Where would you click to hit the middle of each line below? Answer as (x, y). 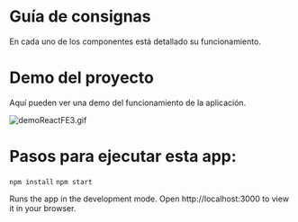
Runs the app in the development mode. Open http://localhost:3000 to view (149, 199)
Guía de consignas (80, 17)
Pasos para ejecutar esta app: (123, 157)
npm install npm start (51, 182)
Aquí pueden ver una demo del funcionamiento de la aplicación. (128, 102)
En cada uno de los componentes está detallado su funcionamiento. (135, 41)
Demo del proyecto (82, 78)
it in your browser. (43, 208)
